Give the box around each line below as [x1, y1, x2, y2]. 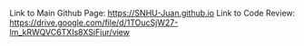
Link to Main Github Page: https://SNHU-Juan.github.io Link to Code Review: [9, 8, 296, 18]
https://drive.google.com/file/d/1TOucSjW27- [9, 17, 179, 28]
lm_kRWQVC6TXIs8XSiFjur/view [9, 27, 130, 37]
